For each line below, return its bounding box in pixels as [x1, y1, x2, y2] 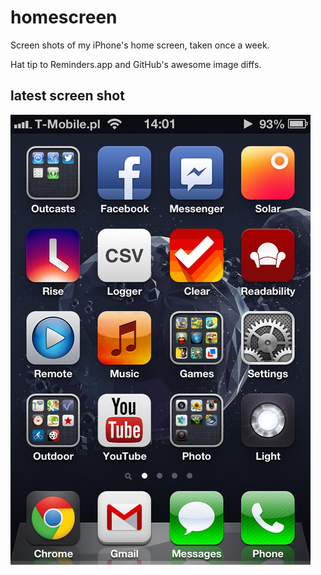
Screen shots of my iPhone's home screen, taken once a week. [10, 39, 270, 51]
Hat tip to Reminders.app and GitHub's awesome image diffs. [10, 58, 262, 70]
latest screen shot [10, 87, 125, 105]
